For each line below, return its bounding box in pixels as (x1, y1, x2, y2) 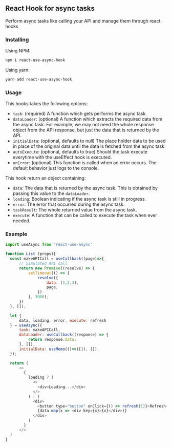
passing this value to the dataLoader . (12, 190, 90, 197)
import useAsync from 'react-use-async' (5, 242, 93, 247)
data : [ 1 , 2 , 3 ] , (46, 280, 79, 285)
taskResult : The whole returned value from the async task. (12, 207, 137, 213)
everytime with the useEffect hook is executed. (12, 154, 112, 161)
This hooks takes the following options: (5, 101, 88, 107)
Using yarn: (5, 67, 30, 73)
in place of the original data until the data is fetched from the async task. (12, 143, 166, 149)
